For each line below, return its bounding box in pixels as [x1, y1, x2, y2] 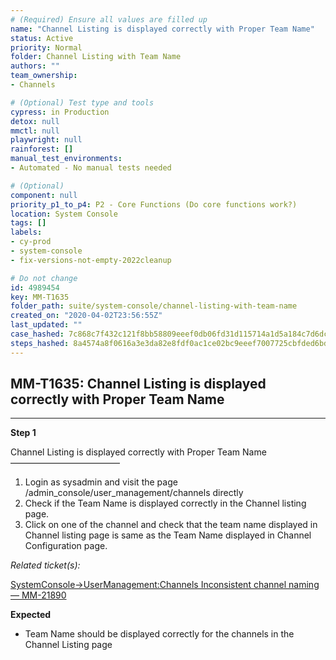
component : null [10, 190, 78, 200]
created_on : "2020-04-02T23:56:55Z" [10, 311, 163, 321]
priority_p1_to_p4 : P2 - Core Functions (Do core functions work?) [10, 199, 298, 210]
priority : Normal [10, 42, 83, 53]
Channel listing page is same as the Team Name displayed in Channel [24, 529, 312, 541]
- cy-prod [10, 237, 52, 247]
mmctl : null [10, 126, 60, 136]
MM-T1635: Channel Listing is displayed [10, 376, 267, 393]
